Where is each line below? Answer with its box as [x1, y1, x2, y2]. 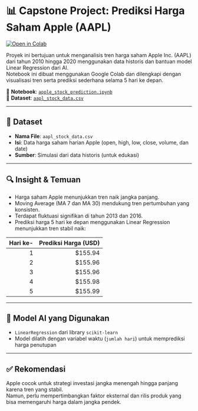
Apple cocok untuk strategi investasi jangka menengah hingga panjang [6, 380, 179, 387]
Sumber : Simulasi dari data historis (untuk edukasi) [14, 151, 140, 159]
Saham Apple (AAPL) [6, 21, 111, 34]
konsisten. [14, 206, 40, 213]
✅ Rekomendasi [6, 364, 66, 374]
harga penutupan [14, 341, 57, 348]
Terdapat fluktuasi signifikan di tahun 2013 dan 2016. [14, 212, 143, 219]
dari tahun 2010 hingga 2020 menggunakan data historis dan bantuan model [6, 58, 192, 65]
